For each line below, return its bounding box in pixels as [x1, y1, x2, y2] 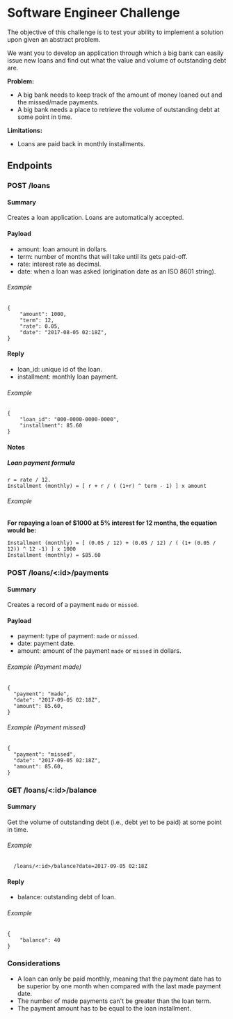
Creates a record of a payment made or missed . [7, 601, 139, 609]
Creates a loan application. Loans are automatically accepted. [7, 214, 184, 222]
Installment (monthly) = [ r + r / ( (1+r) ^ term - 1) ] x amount [7, 482, 207, 489]
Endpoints [7, 160, 53, 172]
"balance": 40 [19, 936, 61, 944]
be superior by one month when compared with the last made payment [17, 981, 221, 990]
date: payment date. [17, 639, 75, 648]
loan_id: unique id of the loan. [17, 365, 102, 374]
